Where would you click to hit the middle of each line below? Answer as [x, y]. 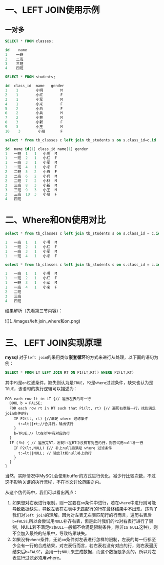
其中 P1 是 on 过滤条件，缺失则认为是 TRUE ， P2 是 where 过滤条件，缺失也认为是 [79, 383]
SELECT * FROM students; [30, 77]
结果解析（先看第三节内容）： [34, 311]
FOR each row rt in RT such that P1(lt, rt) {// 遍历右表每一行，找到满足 [83, 408]
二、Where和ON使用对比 [55, 220]
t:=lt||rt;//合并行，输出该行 [46, 424]
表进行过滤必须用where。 [38, 558]
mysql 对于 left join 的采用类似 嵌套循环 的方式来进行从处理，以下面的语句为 [82, 357]
